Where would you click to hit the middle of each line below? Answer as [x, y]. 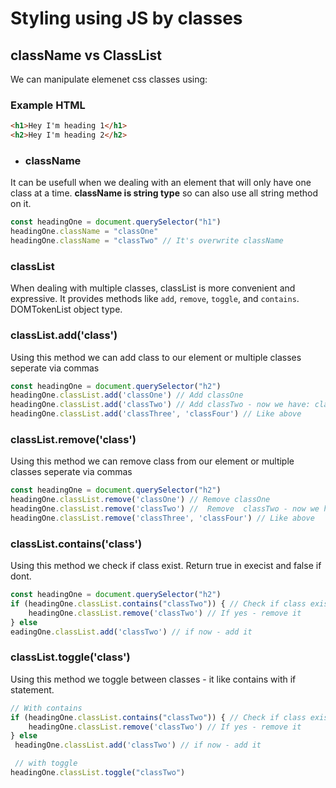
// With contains [46, 708]
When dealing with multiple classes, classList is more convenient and [153, 288]
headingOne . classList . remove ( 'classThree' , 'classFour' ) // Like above [162, 518]
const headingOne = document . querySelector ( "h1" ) [116, 222]
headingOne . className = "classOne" [84, 232]
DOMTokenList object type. [66, 309]
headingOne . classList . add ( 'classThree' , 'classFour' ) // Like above [156, 414]
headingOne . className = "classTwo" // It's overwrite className [147, 241]
